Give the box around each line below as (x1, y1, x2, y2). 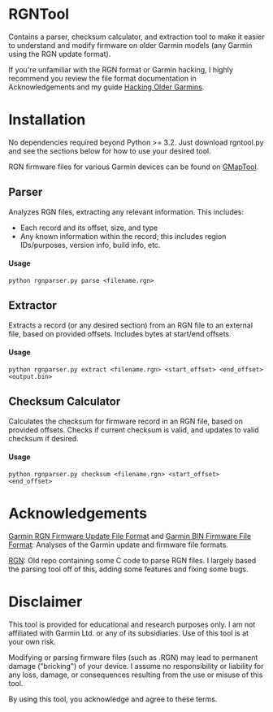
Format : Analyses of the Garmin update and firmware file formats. (8, 540, 229, 549)
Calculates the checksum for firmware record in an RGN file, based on (8, 416, 244, 426)
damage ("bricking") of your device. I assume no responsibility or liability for (8, 661, 264, 671)
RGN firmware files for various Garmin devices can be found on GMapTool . (8, 162, 259, 171)
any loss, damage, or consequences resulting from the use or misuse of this (8, 670, 263, 679)
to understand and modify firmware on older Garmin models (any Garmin (8, 40, 253, 50)
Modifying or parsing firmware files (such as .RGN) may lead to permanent (8, 652, 258, 662)
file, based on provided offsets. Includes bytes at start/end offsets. (8, 328, 232, 338)
